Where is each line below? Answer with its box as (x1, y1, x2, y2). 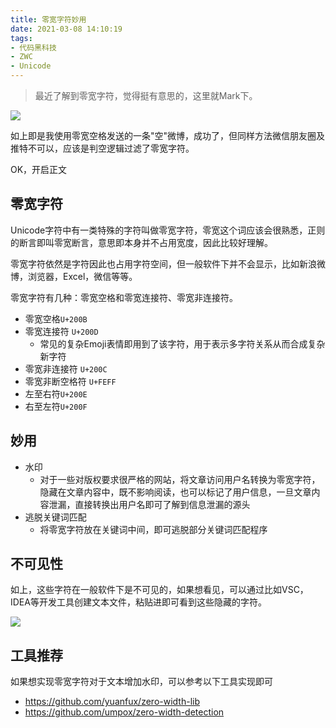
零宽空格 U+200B (24, 312, 88, 325)
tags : (10, 33, 33, 43)
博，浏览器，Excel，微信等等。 (10, 270, 138, 282)
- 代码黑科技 (10, 42, 57, 53)
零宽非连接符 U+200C (24, 362, 108, 375)
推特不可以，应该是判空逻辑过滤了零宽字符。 (10, 142, 195, 154)
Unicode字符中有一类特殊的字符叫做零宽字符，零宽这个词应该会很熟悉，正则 (10, 224, 326, 236)
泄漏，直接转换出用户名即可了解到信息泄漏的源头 (48, 498, 251, 510)
